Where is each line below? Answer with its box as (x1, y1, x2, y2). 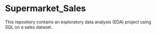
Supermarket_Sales (5, 3, 86, 14)
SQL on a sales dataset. (5, 24, 52, 30)
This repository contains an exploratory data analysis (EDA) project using (5, 19, 152, 25)
